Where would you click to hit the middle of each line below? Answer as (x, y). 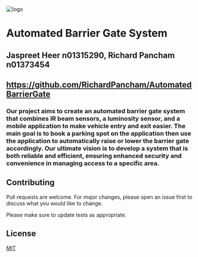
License (21, 233)
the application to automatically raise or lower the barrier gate (98, 141)
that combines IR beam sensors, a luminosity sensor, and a (93, 118)
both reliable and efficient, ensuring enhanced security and (94, 156)
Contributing (30, 183)
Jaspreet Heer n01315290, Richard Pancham (90, 55)
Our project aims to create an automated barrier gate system (96, 111)
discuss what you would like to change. (55, 203)
